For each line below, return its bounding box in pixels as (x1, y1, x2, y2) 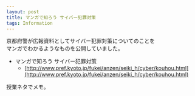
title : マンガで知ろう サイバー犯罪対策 (6, 14, 96, 21)
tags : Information (6, 20, 53, 26)
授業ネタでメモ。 (6, 83, 49, 91)
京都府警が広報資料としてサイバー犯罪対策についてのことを (6, 37, 155, 45)
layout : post (6, 8, 39, 15)
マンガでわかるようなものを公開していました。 (6, 45, 123, 52)
